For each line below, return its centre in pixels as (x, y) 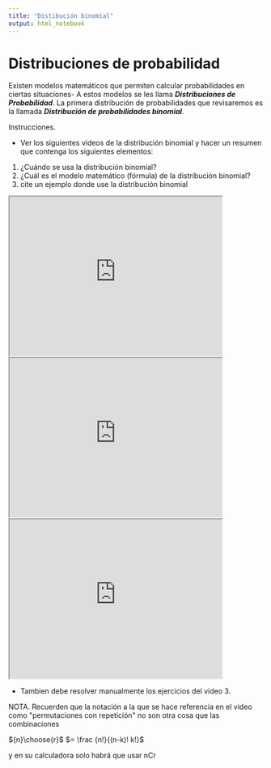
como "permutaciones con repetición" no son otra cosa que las (114, 715)
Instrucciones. (32, 127)
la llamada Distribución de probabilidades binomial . (96, 112)
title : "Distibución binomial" (61, 16)
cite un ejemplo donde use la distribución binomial (104, 185)
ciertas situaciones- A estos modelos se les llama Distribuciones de (122, 95)
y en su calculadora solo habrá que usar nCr (82, 755)
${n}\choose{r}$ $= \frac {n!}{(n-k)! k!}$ (76, 740)
